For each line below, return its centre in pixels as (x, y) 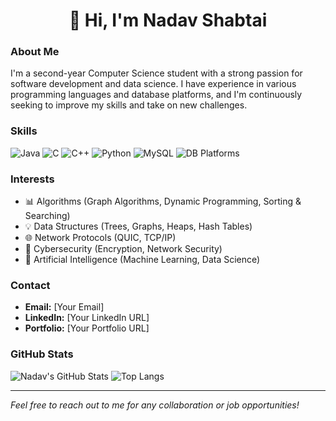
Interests (32, 179)
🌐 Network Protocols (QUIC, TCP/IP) (100, 238)
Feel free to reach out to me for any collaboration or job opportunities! (155, 405)
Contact (30, 285)
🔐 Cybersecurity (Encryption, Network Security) (123, 249)
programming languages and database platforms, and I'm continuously (156, 95)
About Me (35, 52)
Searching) (47, 216)
